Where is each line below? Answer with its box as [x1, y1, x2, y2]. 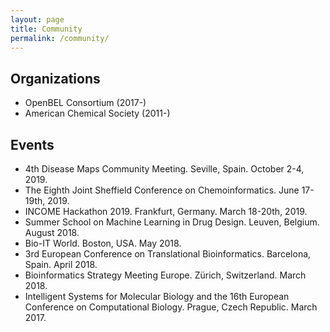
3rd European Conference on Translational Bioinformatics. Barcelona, [24, 248, 312, 260]
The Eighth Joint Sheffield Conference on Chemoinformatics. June [24, 184, 300, 196]
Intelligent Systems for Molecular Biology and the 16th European [24, 291, 290, 302]
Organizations [10, 70, 101, 87]
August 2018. [24, 227, 80, 238]
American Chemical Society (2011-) [24, 107, 171, 120]
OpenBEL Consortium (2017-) [24, 97, 147, 109]
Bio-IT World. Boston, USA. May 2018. [24, 237, 182, 249]
